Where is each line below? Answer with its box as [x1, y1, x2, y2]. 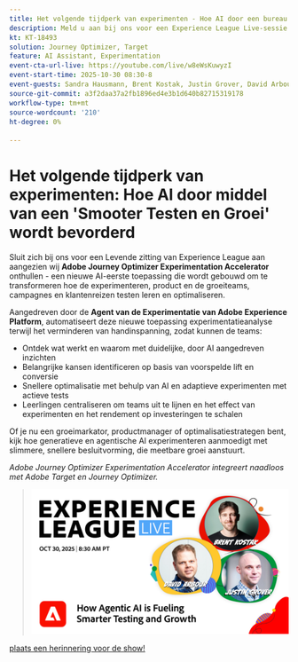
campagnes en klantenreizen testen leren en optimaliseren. [9, 289, 226, 301]
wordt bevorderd [9, 223, 136, 243]
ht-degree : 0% [9, 117, 62, 126]
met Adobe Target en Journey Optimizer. [9, 471, 159, 483]
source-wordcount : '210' [9, 107, 101, 117]
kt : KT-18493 [9, 33, 58, 42]
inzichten [21, 352, 56, 363]
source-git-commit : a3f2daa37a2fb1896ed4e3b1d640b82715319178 [9, 89, 244, 98]
